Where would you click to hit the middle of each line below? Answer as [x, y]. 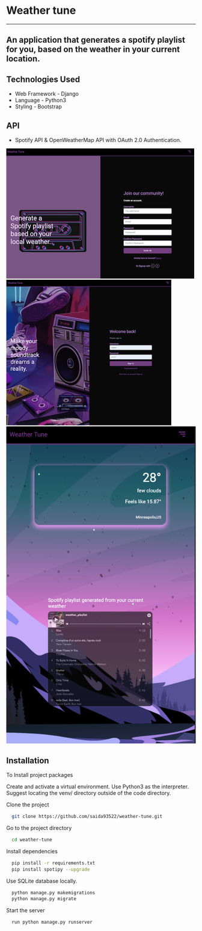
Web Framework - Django [47, 94]
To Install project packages [40, 775]
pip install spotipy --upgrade [51, 869]
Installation [28, 760]
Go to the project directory [39, 827]
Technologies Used [43, 79]
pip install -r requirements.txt [54, 863]
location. [23, 59]
